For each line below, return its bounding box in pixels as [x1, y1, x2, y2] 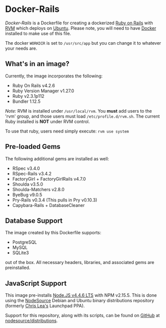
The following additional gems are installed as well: [5, 155, 110, 162]
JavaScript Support [5, 279, 67, 287]
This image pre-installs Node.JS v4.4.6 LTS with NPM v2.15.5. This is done [5, 292, 157, 298]
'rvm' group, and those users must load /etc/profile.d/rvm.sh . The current [5, 113, 160, 119]
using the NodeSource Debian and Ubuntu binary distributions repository [5, 298, 155, 304]
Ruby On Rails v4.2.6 [12, 82, 55, 88]
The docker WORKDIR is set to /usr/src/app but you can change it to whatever [5, 40, 162, 46]
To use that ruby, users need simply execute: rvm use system [5, 128, 129, 134]
